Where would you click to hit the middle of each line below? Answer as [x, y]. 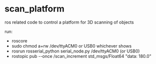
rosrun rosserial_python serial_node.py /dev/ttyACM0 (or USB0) [76, 51]
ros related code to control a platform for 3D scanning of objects [69, 22]
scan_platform [35, 9]
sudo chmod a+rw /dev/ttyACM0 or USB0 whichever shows [72, 46]
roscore [19, 41]
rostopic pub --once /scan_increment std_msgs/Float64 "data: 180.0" [81, 56]
